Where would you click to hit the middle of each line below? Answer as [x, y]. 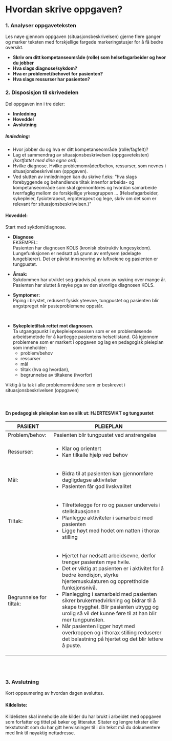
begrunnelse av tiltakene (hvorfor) [56, 375]
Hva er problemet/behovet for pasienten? [58, 74]
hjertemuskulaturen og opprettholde [105, 581]
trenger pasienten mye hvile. [96, 562]
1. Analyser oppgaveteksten [41, 26]
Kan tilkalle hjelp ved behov [95, 455]
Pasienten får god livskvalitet [97, 486]
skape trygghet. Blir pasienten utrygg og [111, 607]
